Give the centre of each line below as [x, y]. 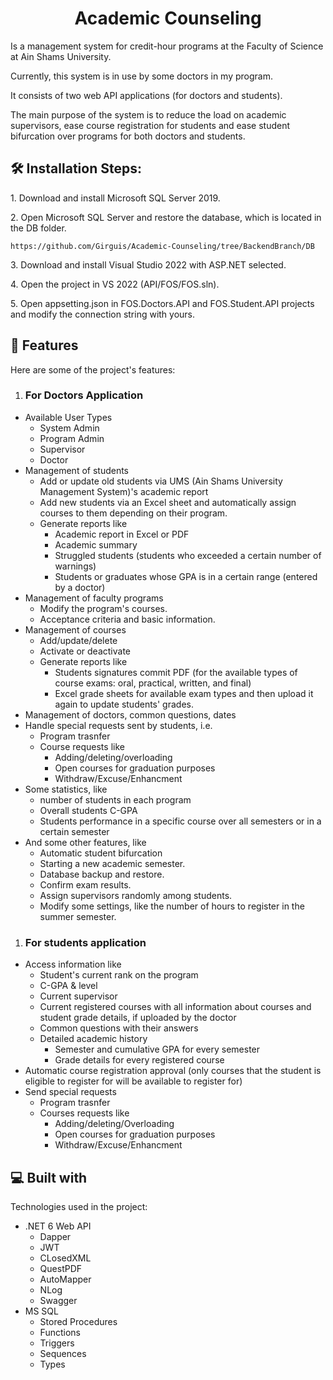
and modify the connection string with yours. [103, 314]
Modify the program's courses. [103, 608]
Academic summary [96, 544]
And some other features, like [85, 842]
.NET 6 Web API [58, 1226]
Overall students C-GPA [88, 810]
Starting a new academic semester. [112, 863]
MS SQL [41, 1311]
